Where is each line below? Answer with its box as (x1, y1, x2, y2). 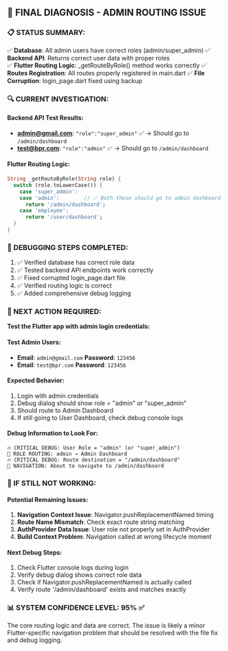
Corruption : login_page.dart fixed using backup (7, 76, 143, 84)
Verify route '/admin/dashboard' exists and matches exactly (16, 585, 187, 594)
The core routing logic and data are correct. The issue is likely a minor (7, 621, 205, 629)
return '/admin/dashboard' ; (25, 201, 106, 208)
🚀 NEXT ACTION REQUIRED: (7, 307, 102, 317)
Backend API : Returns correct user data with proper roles (7, 54, 170, 62)
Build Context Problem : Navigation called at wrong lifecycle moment (16, 533, 212, 541)
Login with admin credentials (16, 391, 100, 400)
